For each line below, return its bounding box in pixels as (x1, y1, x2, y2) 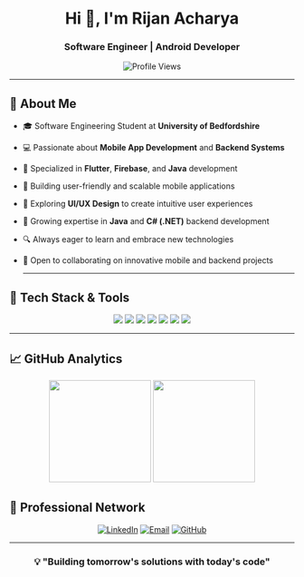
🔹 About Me (9, 95, 77, 112)
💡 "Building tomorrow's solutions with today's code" (33, 555, 271, 568)
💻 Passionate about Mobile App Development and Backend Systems (22, 142, 285, 153)
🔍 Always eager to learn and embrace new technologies (22, 234, 234, 245)
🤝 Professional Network (9, 500, 146, 515)
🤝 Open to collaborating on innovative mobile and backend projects (22, 255, 274, 266)
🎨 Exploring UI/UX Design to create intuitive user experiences (22, 199, 253, 210)
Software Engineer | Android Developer (63, 41, 241, 54)
